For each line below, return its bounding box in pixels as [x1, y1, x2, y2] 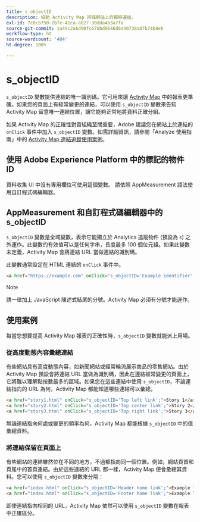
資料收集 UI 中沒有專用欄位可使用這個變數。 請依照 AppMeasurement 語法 [6, 181, 188, 188]
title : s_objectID [6, 8, 52, 15]
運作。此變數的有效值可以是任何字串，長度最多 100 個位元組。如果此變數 [11, 241, 190, 248]
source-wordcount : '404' [6, 36, 68, 42]
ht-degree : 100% [6, 42, 46, 48]
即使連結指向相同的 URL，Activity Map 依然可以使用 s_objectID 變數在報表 [6, 502, 189, 510]
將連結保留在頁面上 [6, 443, 61, 452]
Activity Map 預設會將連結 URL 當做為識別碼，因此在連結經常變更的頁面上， [6, 370, 192, 378]
